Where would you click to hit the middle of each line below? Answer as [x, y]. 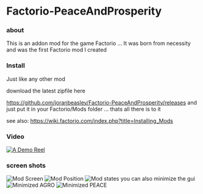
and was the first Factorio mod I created [56, 50]
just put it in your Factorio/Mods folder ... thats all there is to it [84, 109]
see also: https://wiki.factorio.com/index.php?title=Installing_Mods [90, 120]
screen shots [26, 165]
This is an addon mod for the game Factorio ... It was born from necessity [98, 43]
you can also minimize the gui [158, 179]
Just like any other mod [36, 79]
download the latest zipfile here [46, 91]
